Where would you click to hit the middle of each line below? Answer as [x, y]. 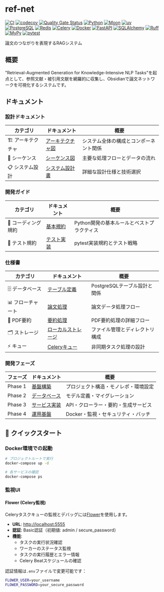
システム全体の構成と [107, 141]
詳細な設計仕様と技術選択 [112, 172]
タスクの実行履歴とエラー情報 [49, 554]
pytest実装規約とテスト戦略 [106, 243]
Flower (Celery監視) [26, 503]
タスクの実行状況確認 [41, 542]
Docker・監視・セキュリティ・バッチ [108, 414]
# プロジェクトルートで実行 [29, 459]
